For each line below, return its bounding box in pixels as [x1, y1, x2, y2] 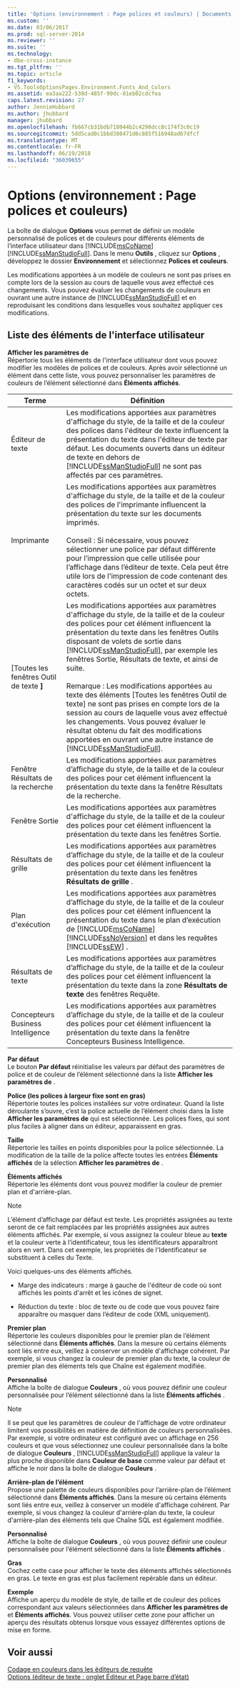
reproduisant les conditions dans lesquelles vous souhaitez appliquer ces [7, 301, 224, 309]
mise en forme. [7, 1625, 52, 1634]
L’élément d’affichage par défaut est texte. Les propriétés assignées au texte [7, 1215, 233, 1223]
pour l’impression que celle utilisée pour [66, 553, 201, 563]
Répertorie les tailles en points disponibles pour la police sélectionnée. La [7, 1143, 224, 1151]
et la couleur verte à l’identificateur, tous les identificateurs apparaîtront [7, 1238, 218, 1246]
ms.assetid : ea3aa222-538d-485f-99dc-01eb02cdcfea [7, 90, 161, 97]
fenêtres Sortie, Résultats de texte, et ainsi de [66, 654, 219, 664]
